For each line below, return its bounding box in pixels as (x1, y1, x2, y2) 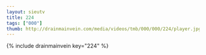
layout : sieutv (6, 8, 45, 15)
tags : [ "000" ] (6, 20, 43, 26)
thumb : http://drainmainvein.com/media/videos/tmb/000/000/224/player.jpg (6, 25, 202, 32)
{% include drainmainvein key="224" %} (6, 42, 109, 50)
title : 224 (6, 15, 34, 21)
